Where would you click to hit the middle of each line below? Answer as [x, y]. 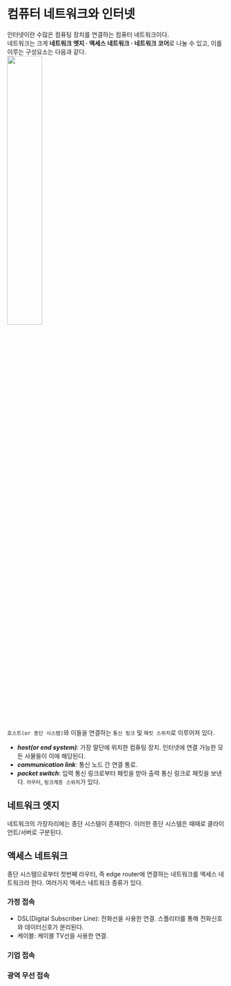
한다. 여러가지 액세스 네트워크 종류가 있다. [87, 883]
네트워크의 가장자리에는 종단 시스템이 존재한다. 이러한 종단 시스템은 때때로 [107, 823]
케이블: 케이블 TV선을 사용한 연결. [62, 936]
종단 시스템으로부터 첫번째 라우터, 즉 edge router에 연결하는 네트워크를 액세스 [112, 874]
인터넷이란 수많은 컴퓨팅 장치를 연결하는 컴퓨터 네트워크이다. [88, 34]
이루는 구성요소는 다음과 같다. [47, 52]
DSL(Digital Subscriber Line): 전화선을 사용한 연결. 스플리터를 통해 [108, 918]
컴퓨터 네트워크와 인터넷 [71, 14]
